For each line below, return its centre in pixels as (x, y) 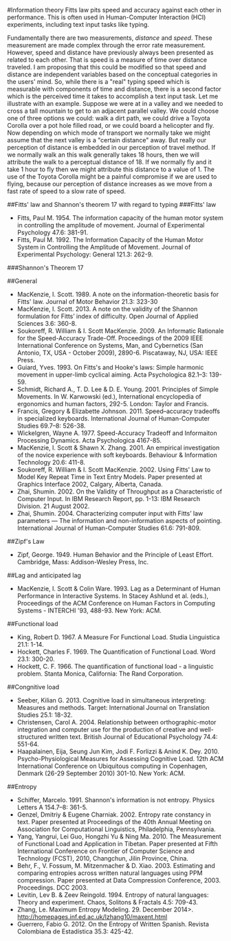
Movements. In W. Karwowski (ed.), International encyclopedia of (109, 397)
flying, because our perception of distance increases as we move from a (110, 184)
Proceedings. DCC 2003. (52, 887)
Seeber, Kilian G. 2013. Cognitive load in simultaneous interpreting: (111, 700)
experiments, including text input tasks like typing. (78, 24)
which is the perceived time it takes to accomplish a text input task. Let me (113, 96)
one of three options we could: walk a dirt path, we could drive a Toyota (109, 118)
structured (32, 737)
